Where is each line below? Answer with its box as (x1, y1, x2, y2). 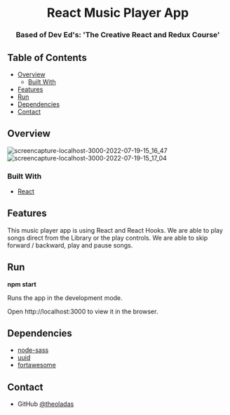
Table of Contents (7, 51, 88, 64)
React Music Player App (46, 5, 189, 21)
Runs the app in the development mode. (7, 293, 123, 302)
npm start (7, 280, 36, 288)
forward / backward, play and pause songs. (7, 240, 133, 250)
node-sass (17, 346, 49, 355)
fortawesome (17, 361, 56, 369)
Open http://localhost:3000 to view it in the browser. (7, 307, 158, 315)
